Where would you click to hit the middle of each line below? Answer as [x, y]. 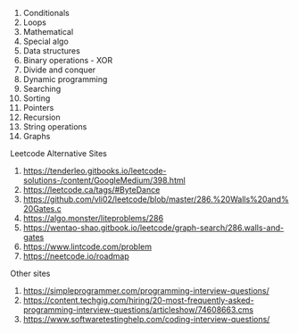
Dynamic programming [65, 79]
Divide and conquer [59, 70]
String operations [55, 127]
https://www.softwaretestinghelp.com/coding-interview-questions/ [146, 319]
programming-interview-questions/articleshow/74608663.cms [138, 310]
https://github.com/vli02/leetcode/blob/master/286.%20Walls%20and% [156, 199]
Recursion [41, 117]
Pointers [38, 108]
